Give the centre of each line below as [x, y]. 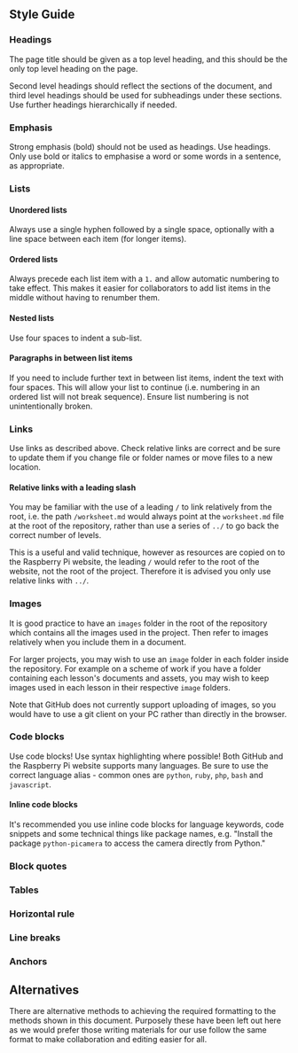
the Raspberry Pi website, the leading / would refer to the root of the [134, 562]
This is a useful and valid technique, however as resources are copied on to [147, 552]
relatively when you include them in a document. [98, 642]
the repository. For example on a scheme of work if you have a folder [135, 668]
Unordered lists [39, 210]
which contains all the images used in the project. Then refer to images [139, 632]
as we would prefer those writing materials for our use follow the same [138, 1030]
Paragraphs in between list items [71, 358]
